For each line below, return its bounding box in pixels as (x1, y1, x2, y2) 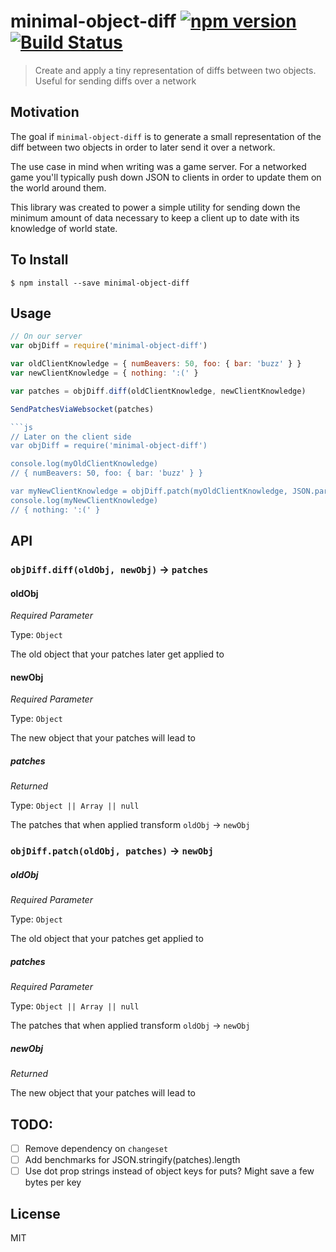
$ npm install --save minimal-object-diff (10, 278, 190, 288)
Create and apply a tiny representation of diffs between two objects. (34, 64, 317, 76)
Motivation (10, 104, 80, 121)
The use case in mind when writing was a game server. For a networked (10, 160, 307, 172)
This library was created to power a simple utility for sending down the (10, 201, 301, 213)
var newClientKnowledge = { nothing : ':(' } (10, 368, 199, 378)
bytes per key (24, 1176, 82, 1189)
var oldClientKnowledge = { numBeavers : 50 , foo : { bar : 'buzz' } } (10, 359, 302, 369)
